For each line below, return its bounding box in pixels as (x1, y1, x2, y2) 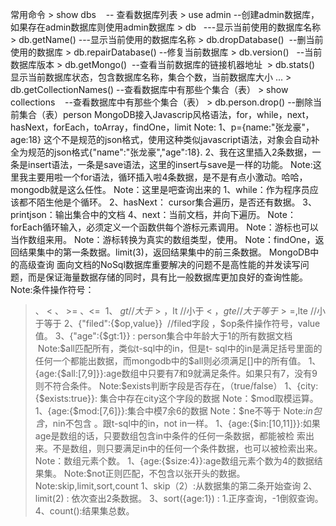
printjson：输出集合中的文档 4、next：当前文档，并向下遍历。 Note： (10, 209, 297, 220)
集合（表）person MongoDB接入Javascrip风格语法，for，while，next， (18, 109, 315, 120)
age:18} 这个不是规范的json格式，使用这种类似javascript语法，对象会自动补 (10, 134, 320, 145)
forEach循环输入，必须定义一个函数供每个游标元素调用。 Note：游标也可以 (10, 221, 319, 233)
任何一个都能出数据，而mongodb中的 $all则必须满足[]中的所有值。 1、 (34, 355, 322, 367)
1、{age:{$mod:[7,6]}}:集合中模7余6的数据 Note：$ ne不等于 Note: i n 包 (34, 405, 322, 417)
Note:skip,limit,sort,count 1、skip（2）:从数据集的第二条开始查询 (34, 480, 302, 492)
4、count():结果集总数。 (34, 505, 135, 517)
